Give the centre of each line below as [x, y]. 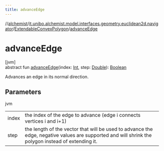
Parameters [23, 92]
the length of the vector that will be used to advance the [89, 129]
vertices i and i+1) [46, 121]
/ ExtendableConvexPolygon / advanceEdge [55, 29]
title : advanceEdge [25, 10]
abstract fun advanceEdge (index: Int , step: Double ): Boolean [66, 67]
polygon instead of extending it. [61, 141]
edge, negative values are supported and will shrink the [88, 135]
